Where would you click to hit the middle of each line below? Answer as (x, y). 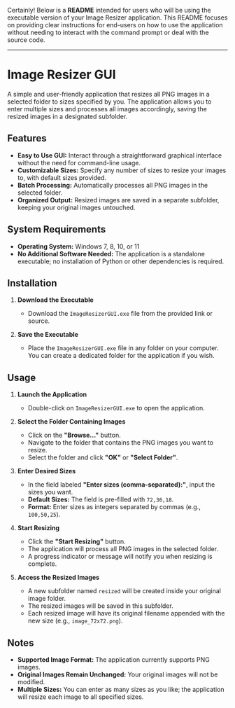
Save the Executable (48, 335)
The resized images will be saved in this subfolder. (100, 606)
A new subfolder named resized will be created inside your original (124, 591)
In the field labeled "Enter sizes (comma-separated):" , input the (121, 485)
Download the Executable (56, 300)
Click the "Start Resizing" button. (77, 541)
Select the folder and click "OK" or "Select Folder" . (103, 457)
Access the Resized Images (58, 578)
